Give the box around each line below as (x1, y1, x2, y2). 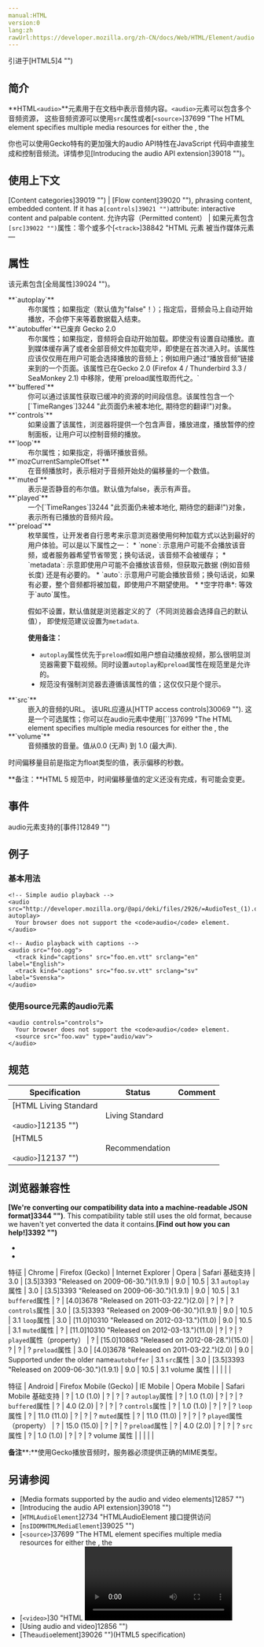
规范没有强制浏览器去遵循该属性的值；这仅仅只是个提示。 (38, 679, 225, 688)
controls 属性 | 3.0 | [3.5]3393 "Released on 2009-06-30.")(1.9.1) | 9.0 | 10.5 (8, 1306, 253, 1315)
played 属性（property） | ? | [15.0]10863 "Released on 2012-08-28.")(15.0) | (8, 1336, 254, 1345)
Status (125, 1087, 151, 1098)
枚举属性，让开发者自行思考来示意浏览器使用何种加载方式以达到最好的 (27, 530, 255, 540)
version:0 (8, 19, 41, 27)
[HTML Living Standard (12, 1101, 98, 1112)
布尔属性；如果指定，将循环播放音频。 (27, 447, 152, 457)
